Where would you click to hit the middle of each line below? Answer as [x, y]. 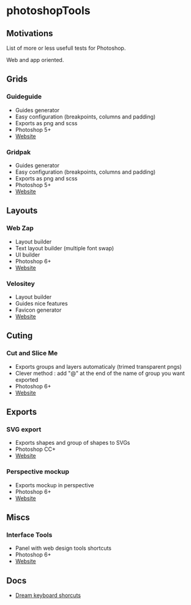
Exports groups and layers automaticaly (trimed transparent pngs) [98, 366]
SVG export [24, 429]
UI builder [28, 255]
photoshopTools [48, 11]
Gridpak [19, 152]
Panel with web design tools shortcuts [63, 548]
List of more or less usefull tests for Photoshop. [66, 48]
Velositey [21, 283]
